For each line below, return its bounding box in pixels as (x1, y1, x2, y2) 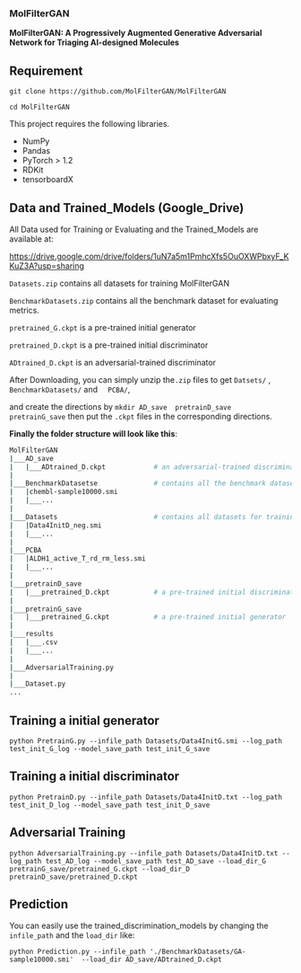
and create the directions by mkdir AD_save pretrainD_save (9, 401, 232, 411)
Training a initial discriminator (9, 769, 180, 784)
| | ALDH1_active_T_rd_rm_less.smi (9, 554, 146, 563)
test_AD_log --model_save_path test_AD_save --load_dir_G (45, 856, 267, 865)
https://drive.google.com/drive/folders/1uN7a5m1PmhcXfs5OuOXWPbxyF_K (9, 251, 289, 261)
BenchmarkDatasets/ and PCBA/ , (9, 384, 131, 394)
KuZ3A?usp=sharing (9, 260, 85, 271)
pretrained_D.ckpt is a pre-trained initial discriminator (9, 340, 209, 350)
